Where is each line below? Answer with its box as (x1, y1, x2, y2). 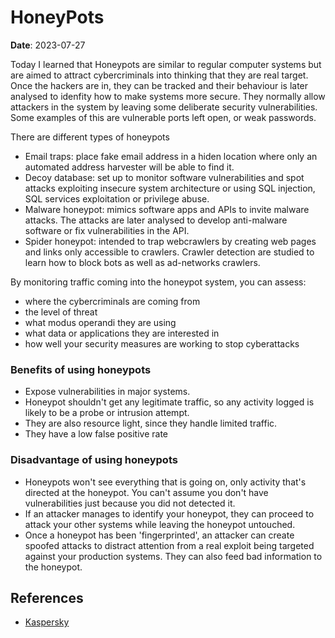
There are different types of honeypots (10, 131, 170, 143)
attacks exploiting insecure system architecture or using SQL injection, (24, 182, 316, 194)
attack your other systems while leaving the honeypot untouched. (24, 518, 296, 530)
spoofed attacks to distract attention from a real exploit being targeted (24, 539, 315, 551)
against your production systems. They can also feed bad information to (24, 550, 323, 562)
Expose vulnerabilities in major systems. (24, 386, 191, 398)
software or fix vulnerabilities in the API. (24, 224, 190, 236)
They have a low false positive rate (24, 428, 169, 440)
